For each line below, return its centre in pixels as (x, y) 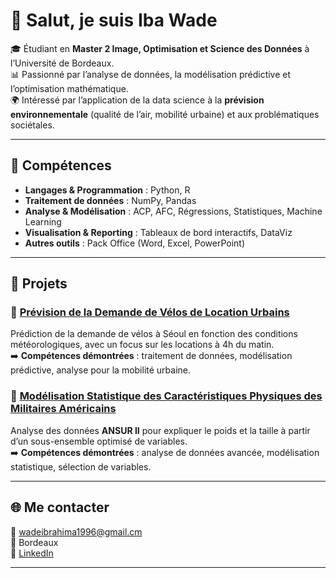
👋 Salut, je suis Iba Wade (114, 20)
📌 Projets (39, 284)
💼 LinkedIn (32, 553)
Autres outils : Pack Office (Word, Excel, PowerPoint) (135, 243)
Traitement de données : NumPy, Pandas (110, 200)
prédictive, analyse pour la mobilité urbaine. (101, 370)
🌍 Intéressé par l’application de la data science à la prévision (137, 100)
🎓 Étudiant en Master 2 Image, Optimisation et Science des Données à (160, 48)
